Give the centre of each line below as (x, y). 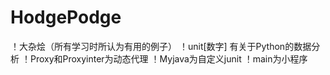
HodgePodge (66, 17)
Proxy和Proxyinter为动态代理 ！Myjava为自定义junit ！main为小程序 (168, 58)
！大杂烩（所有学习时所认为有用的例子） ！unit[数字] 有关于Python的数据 (161, 46)
